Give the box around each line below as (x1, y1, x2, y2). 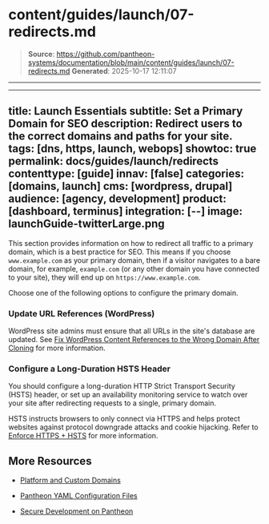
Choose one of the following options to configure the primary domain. (8, 288, 239, 297)
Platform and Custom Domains (19, 475, 122, 486)
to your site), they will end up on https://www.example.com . (8, 272, 201, 282)
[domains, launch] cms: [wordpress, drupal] (8, 179, 233, 193)
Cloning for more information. (8, 343, 106, 353)
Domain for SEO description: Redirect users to (8, 117, 243, 131)
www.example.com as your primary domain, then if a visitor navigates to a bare (8, 255, 261, 265)
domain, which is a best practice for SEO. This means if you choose (8, 247, 231, 256)
